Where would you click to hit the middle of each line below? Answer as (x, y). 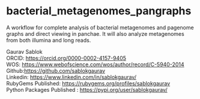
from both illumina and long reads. (49, 40)
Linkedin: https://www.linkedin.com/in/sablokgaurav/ (71, 77)
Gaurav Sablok (25, 51)
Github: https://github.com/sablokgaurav (56, 70)
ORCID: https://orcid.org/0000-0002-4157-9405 (66, 58)
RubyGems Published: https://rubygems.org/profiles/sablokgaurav (88, 83)
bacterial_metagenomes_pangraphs (99, 11)
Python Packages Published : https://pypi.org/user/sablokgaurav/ (87, 89)
